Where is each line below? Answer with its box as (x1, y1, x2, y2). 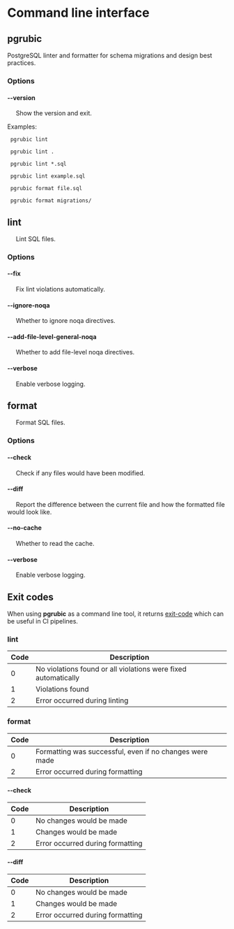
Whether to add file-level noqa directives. (15, 348, 135, 357)
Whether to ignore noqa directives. (15, 317, 116, 325)
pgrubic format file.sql (10, 185, 82, 192)
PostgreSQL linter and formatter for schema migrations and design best (7, 51, 212, 59)
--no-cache (7, 524, 42, 532)
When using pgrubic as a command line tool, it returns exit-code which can (7, 610, 224, 618)
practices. (7, 59, 36, 67)
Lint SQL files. (15, 234, 56, 243)
